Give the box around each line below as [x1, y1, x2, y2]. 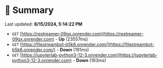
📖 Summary [4, 4, 54, 16]
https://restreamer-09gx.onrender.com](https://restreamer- [21, 30, 144, 36]
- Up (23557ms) [55, 36, 88, 42]
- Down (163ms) [72, 57, 107, 63]
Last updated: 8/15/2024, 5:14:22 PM [4, 21, 83, 27]
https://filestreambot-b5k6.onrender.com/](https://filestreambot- [21, 41, 155, 47]
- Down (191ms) [56, 46, 89, 52]
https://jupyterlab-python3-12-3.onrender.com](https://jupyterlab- [21, 52, 158, 58]
